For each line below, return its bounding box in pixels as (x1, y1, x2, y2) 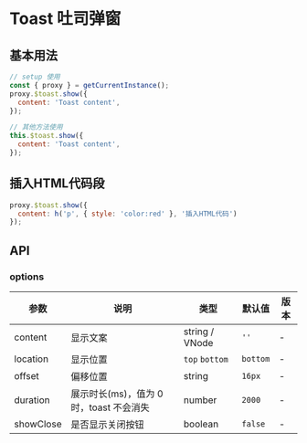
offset (14, 370, 39, 382)
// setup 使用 (9, 72, 61, 81)
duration (14, 394, 50, 406)
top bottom (183, 354, 228, 364)
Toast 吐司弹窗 (9, 8, 122, 29)
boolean (183, 417, 219, 430)
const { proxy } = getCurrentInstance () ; (9, 80, 170, 90)
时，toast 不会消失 (70, 401, 151, 414)
